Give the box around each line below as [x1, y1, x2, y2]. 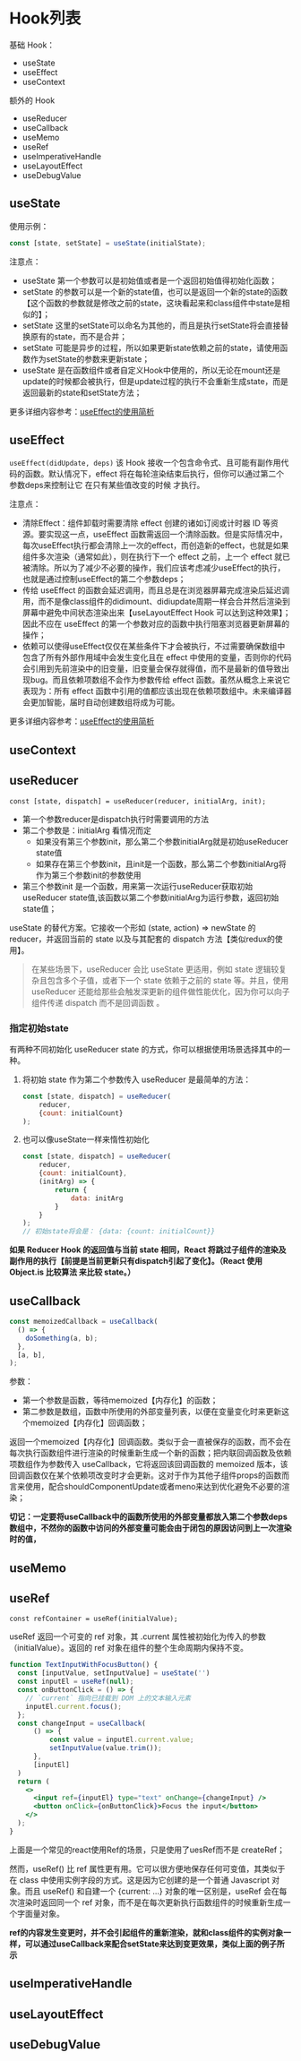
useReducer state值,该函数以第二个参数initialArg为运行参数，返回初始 [21, 892, 279, 903]
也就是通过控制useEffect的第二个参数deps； [21, 574, 186, 585]
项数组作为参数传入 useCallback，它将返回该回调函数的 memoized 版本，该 [9, 1459, 288, 1470]
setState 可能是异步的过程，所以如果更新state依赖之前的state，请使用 [21, 342, 280, 353]
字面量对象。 [16, 1908, 64, 1919]
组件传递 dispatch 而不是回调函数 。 [30, 997, 165, 1008]
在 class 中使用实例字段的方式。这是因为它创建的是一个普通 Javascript [9, 1874, 271, 1885]
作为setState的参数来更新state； [30, 353, 150, 364]
